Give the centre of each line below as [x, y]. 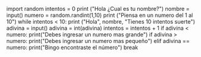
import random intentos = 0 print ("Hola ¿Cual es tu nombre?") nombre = [98, 9]
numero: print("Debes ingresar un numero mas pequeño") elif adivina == [98, 41]
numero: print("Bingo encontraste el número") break [72, 47]
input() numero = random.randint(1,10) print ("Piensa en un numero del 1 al [100, 15]
